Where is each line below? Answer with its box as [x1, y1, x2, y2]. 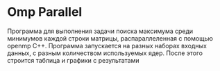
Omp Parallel [7, 4, 83, 20]
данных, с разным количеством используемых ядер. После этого [7, 49, 203, 57]
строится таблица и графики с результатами [7, 56, 140, 64]
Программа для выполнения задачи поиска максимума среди [7, 27, 194, 35]
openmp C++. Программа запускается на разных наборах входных [7, 41, 207, 50]
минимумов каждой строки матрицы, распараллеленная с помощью [7, 34, 214, 42]
